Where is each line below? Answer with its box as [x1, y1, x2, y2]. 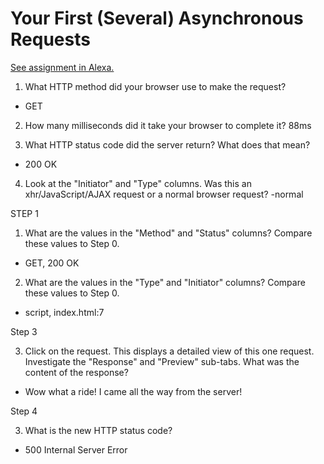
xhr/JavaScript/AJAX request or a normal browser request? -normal [24, 188, 304, 200]
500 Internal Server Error [24, 443, 128, 456]
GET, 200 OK [24, 257, 80, 269]
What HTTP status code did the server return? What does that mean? [24, 138, 311, 151]
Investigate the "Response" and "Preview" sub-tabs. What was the [24, 355, 300, 367]
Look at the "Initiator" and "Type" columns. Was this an [24, 177, 252, 189]
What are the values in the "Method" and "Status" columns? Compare [24, 227, 313, 239]
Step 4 [10, 405, 38, 417]
